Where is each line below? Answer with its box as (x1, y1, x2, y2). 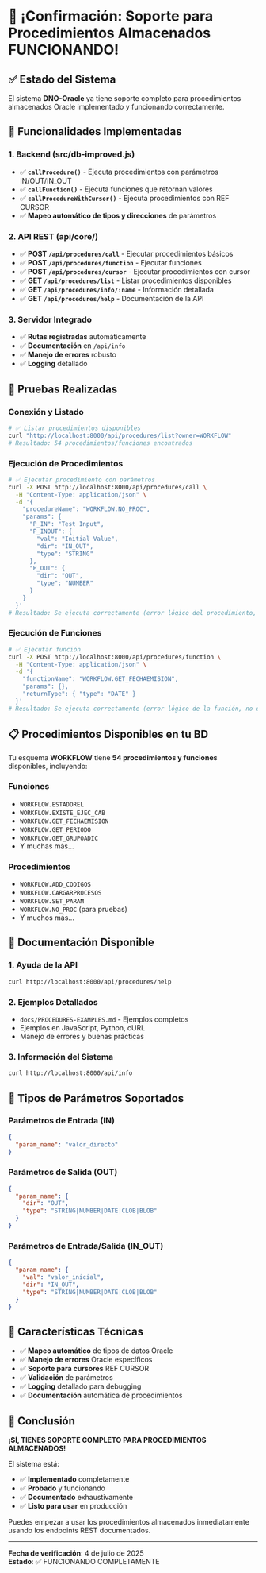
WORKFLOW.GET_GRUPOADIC (19, 834, 99, 842)
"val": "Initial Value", (36, 535, 119, 543)
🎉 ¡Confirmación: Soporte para (8, 7, 214, 25)
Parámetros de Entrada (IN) (8, 1115, 115, 1127)
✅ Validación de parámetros (19, 1373, 113, 1382)
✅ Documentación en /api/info (19, 341, 126, 350)
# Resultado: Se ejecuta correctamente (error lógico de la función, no (8, 705, 253, 713)
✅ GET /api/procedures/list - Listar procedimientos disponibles (19, 276, 232, 285)
